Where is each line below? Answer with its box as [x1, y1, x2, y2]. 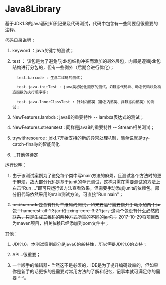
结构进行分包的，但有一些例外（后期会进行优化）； [12, 64, 115, 70]
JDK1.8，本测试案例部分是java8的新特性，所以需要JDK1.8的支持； [12, 241, 148, 247]
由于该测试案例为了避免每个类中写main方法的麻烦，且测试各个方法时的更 [12, 172, 162, 178]
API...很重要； [12, 251, 41, 257]
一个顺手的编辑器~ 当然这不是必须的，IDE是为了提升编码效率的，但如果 [12, 262, 159, 268]
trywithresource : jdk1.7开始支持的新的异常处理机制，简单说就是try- [12, 135, 150, 141]
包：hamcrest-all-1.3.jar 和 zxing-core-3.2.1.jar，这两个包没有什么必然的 [12, 207, 160, 213]
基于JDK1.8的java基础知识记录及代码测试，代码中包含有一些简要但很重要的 [5, 20, 158, 26]
